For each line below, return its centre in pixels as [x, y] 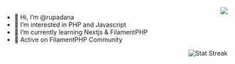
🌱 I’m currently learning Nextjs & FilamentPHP [81, 32]
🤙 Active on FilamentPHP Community [68, 39]
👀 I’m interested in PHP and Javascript [70, 25]
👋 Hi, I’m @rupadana [44, 17]
